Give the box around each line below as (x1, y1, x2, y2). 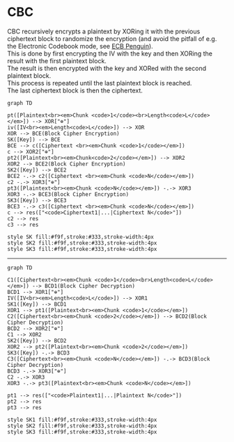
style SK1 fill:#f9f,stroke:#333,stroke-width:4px (7, 416, 157, 423)
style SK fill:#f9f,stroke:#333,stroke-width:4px (7, 234, 155, 240)
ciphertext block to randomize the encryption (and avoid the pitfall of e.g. (7, 34, 217, 42)
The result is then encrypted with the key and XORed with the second (7, 64, 207, 72)
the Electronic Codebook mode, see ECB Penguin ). (7, 42, 153, 50)
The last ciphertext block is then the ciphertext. (7, 86, 143, 95)
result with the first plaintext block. (7, 56, 107, 65)
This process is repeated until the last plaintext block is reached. (7, 79, 192, 87)
